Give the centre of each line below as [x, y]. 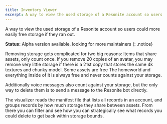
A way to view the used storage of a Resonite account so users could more [83, 29]
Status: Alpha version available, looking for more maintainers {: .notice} [79, 44]
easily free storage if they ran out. [40, 34]
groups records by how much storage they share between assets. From [79, 105]
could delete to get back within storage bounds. [55, 115]
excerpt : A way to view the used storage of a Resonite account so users [84, 15]
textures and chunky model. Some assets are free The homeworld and [78, 70]
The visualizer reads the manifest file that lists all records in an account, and [84, 100]
